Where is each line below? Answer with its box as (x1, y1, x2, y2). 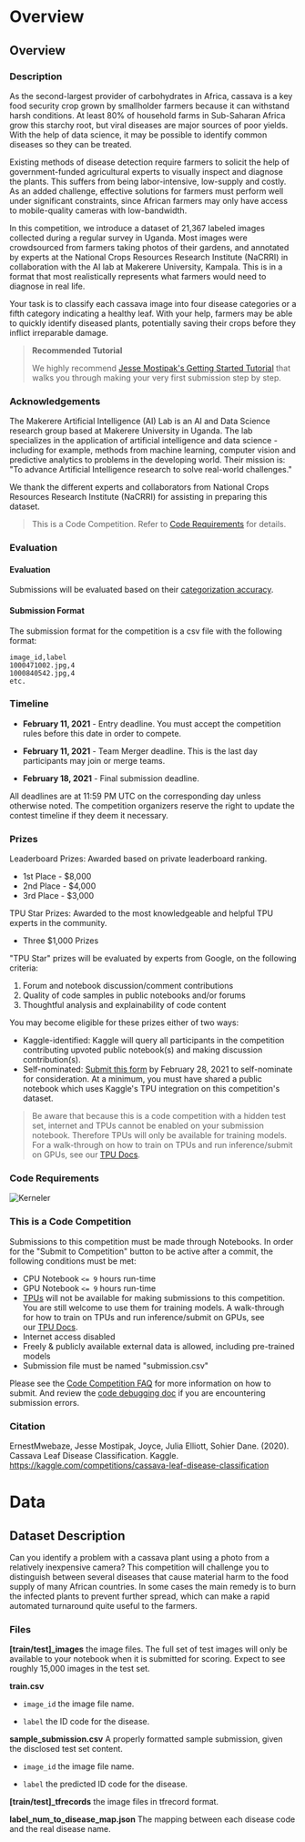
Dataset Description (9, 1528, 126, 1543)
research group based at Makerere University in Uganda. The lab (9, 425, 253, 436)
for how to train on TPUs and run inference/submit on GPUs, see (22, 1311, 265, 1322)
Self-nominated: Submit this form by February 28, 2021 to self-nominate (22, 1063, 293, 1075)
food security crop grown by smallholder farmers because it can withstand (9, 100, 290, 111)
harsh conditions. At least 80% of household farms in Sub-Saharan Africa (9, 109, 286, 120)
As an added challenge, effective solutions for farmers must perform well (9, 185, 284, 197)
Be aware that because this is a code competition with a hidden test (31, 1111, 287, 1122)
